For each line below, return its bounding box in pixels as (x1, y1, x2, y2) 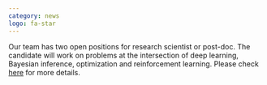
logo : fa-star (8, 19, 57, 28)
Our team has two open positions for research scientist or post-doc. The (8, 41, 251, 51)
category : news (8, 11, 60, 20)
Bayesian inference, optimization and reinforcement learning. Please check (8, 58, 260, 69)
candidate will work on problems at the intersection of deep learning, (8, 50, 239, 60)
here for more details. (8, 67, 81, 77)
